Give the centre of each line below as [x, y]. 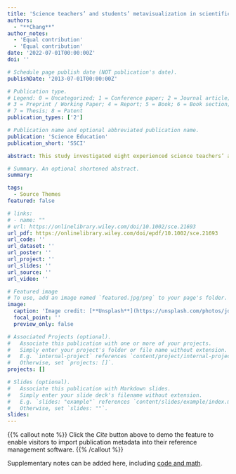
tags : [15, 188]
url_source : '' [29, 272]
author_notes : [28, 33]
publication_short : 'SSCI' [47, 143]
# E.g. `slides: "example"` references [69, 402]
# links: [20, 213]
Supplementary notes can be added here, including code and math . [105, 463]
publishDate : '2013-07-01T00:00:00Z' [63, 79]
